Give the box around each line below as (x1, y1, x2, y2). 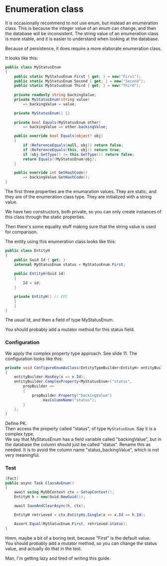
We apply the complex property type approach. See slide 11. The (5, 350, 138, 356)
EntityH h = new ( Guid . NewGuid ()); (14, 494, 85, 499)
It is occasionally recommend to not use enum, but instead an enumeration (5, 20, 158, 26)
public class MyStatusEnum (5, 65, 61, 70)
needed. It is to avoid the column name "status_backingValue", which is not (5, 447, 159, 453)
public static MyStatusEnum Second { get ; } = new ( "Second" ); (14, 79, 146, 84)
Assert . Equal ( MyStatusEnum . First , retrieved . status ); (14, 521, 128, 526)
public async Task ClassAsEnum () (5, 480, 75, 485)
